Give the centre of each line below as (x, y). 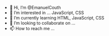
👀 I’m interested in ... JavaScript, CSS (47, 13)
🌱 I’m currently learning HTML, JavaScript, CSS (57, 18)
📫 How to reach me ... (32, 28)
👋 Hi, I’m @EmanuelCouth (35, 8)
